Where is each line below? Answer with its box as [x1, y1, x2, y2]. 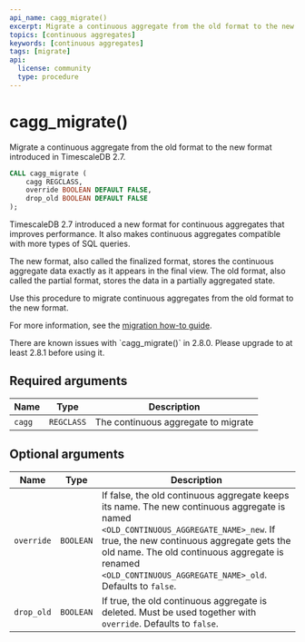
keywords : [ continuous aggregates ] [9, 38, 144, 48]
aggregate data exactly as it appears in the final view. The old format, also [9, 265, 286, 277]
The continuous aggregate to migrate [94, 415, 254, 428]
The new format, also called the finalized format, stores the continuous [9, 256, 274, 267]
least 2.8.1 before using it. [9, 347, 105, 359]
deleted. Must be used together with [101, 606, 257, 618]
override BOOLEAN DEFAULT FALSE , [25, 185, 152, 195]
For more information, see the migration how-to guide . [9, 320, 212, 331]
